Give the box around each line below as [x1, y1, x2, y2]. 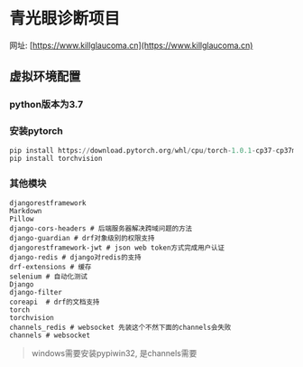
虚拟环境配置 [9, 69, 81, 84]
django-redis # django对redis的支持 [9, 252, 142, 262]
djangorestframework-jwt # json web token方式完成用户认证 [9, 243, 225, 252]
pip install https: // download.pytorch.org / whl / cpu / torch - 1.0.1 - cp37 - [9, 146, 277, 155]
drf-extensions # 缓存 [9, 262, 92, 271]
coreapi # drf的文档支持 [9, 297, 100, 306]
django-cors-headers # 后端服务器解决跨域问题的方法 [9, 223, 192, 233]
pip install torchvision [9, 155, 103, 164]
